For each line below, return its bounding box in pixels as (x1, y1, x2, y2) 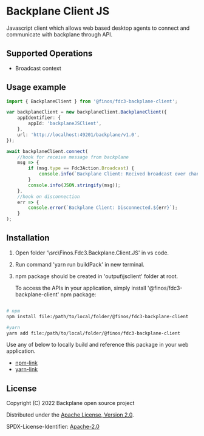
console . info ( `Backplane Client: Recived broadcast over (38, 171, 186, 177)
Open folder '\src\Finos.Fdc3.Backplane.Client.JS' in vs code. (15, 249, 169, 256)
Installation (6, 233, 50, 244)
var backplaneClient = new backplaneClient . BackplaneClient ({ (6, 109, 167, 115)
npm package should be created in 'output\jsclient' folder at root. (15, 272, 178, 280)
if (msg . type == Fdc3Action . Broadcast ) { (28, 165, 135, 171)
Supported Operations (6, 49, 93, 59)
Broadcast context (15, 64, 62, 72)
